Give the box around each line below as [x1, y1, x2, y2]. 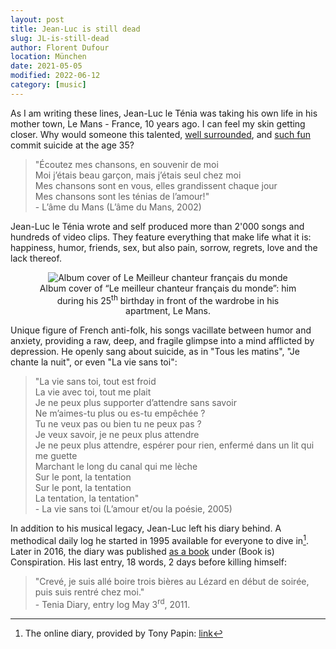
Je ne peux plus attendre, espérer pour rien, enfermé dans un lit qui [34, 439, 315, 451]
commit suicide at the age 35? [10, 139, 135, 151]
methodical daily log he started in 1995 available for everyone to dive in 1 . [10, 533, 309, 547]
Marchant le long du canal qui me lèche [34, 461, 198, 473]
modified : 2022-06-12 [10, 71, 101, 81]
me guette [34, 450, 78, 462]
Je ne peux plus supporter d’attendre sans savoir [34, 397, 237, 409]
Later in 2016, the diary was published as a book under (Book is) [10, 546, 275, 558]
